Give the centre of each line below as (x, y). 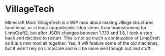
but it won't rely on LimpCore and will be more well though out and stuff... (80, 48)
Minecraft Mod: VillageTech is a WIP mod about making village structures (79, 22)
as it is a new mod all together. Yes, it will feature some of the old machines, (82, 43)
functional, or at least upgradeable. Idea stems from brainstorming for (76, 27)
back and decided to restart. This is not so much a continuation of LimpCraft (82, 38)
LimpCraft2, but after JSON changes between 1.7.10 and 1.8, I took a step (79, 33)
